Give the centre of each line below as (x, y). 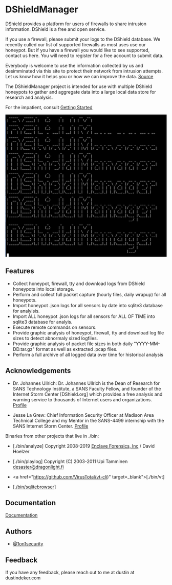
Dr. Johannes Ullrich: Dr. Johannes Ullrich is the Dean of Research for (86, 383)
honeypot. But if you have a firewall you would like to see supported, (78, 50)
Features (20, 271)
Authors (19, 531)
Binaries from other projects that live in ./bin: (52, 436)
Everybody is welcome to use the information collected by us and (74, 65)
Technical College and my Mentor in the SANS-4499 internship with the (88, 420)
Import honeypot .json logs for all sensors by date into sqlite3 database (88, 305)
